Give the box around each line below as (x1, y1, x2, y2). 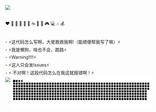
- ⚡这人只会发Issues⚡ (5, 62, 49, 68)
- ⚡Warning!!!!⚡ (5, 54, 36, 60)
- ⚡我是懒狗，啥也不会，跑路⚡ (5, 47, 67, 52)
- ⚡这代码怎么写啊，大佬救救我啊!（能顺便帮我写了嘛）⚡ (5, 39, 121, 45)
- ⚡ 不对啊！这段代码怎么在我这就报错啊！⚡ (5, 70, 94, 76)
